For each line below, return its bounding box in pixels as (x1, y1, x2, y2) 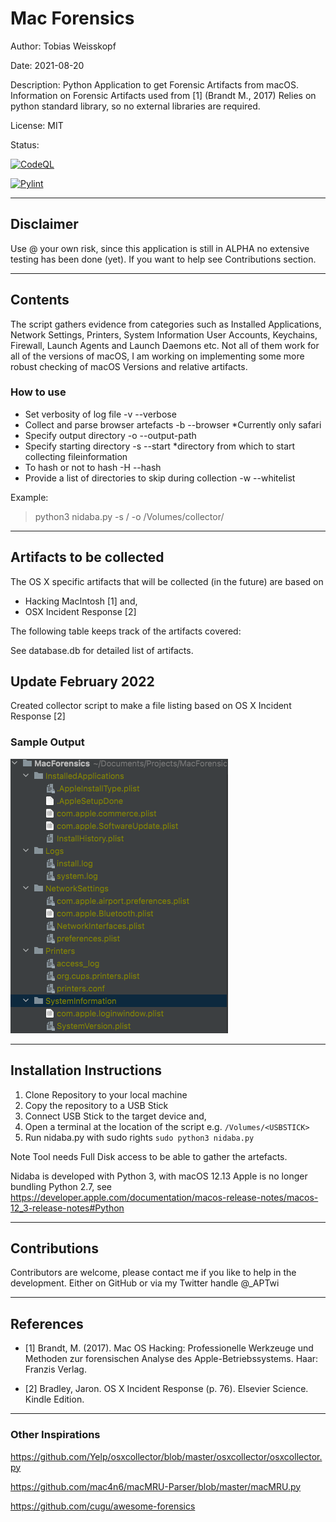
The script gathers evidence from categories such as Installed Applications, (10, 318, 322, 330)
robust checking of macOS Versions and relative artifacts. (10, 360, 248, 372)
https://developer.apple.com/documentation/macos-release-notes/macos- (10, 1191, 319, 1203)
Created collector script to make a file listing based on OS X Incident (10, 700, 292, 712)
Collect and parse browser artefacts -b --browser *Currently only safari (24, 418, 322, 431)
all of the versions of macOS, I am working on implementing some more (10, 350, 305, 362)
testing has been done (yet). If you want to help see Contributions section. (10, 253, 317, 265)
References (10, 1315, 84, 1332)
